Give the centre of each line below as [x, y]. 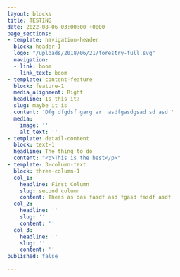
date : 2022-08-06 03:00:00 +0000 [56, 27]
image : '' [34, 125]
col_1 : [23, 178]
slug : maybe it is [41, 106]
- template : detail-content [49, 138]
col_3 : [23, 230]
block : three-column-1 [47, 171]
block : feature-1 [39, 86]
